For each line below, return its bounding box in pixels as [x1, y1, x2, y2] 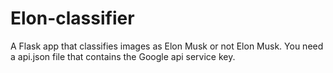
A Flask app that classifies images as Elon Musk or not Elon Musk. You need [10, 40, 324, 52]
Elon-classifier [10, 7, 135, 30]
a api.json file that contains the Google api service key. [10, 50, 236, 62]
